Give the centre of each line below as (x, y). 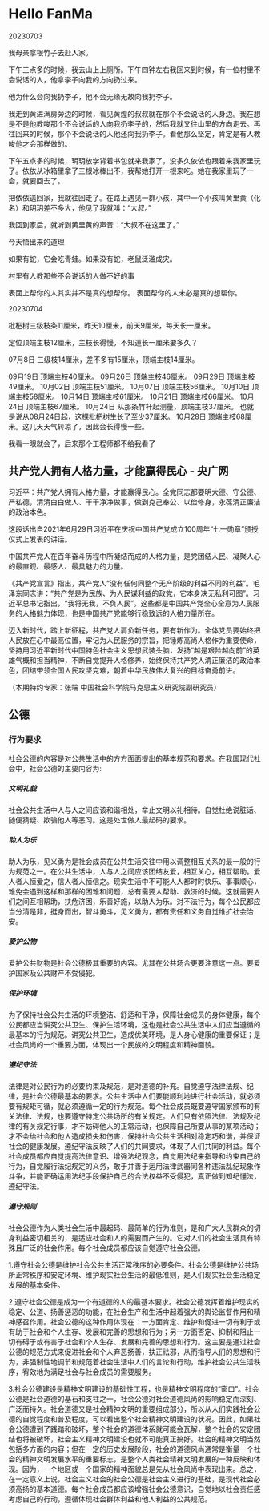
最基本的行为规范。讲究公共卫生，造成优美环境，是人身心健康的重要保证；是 (134, 1035)
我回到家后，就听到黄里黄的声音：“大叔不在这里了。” (94, 224)
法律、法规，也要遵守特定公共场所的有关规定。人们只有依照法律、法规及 (134, 1116)
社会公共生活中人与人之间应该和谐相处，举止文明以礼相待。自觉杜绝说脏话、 (134, 810)
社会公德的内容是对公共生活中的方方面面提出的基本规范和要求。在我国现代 (131, 758)
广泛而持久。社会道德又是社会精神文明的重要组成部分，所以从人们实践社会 (131, 1409)
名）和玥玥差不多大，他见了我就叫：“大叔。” (80, 207)
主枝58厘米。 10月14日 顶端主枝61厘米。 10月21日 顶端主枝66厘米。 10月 (134, 396)
